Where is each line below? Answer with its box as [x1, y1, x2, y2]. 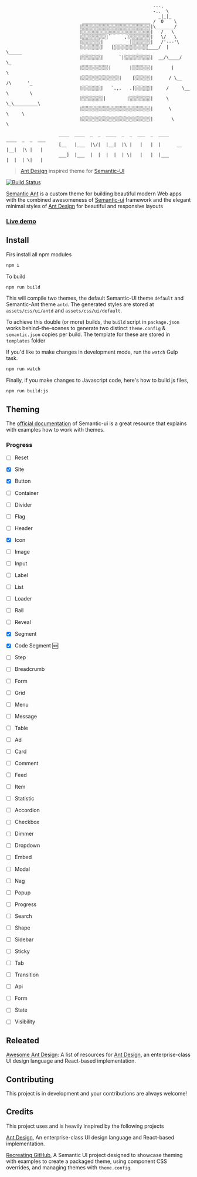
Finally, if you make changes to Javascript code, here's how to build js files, [6, 376, 189, 384]
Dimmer [14, 830, 34, 837]
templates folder [6, 337, 46, 344]
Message [14, 713, 37, 720]
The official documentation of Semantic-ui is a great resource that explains [6, 420, 187, 427]
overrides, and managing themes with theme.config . [6, 1164, 132, 1171]
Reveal [14, 619, 31, 626]
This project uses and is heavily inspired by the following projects [6, 1122, 164, 1129]
